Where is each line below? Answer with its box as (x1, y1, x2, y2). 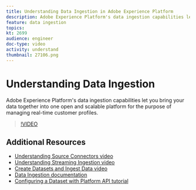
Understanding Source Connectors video (14, 153, 114, 160)
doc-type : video (6, 42, 45, 47)
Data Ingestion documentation (14, 171, 87, 178)
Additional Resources (6, 137, 86, 147)
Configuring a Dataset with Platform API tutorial (14, 178, 129, 185)
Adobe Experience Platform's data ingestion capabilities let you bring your (6, 96, 185, 103)
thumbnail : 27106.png (6, 52, 59, 58)
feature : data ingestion (6, 19, 66, 25)
